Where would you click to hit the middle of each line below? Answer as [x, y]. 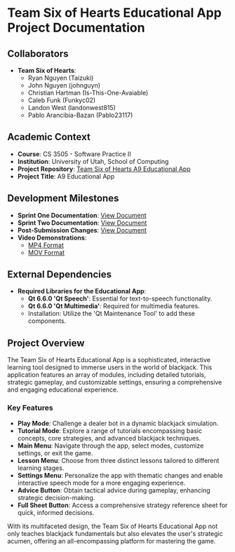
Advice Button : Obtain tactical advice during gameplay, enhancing [114, 490]
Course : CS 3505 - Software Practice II [74, 154]
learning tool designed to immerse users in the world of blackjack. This [110, 367]
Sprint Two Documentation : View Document [82, 223]
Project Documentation [76, 28]
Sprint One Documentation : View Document [82, 215]
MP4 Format [46, 245]
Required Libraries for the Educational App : [82, 291]
